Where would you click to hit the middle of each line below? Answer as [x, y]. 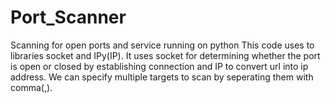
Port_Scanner [68, 17]
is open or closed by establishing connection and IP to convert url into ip [159, 66]
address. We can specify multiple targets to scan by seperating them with [162, 77]
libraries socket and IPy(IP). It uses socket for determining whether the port [165, 55]
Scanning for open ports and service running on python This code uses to [162, 45]
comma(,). [31, 87]
